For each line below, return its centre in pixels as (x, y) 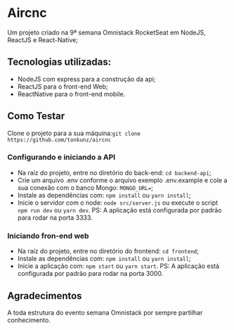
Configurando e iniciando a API (61, 158)
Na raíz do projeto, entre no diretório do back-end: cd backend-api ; (114, 172)
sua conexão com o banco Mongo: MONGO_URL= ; (85, 187)
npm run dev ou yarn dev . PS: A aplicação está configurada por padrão (119, 210)
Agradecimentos (45, 296)
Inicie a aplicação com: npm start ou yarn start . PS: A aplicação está (118, 266)
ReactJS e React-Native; (43, 39)
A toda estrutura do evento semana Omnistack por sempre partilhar (105, 312)
